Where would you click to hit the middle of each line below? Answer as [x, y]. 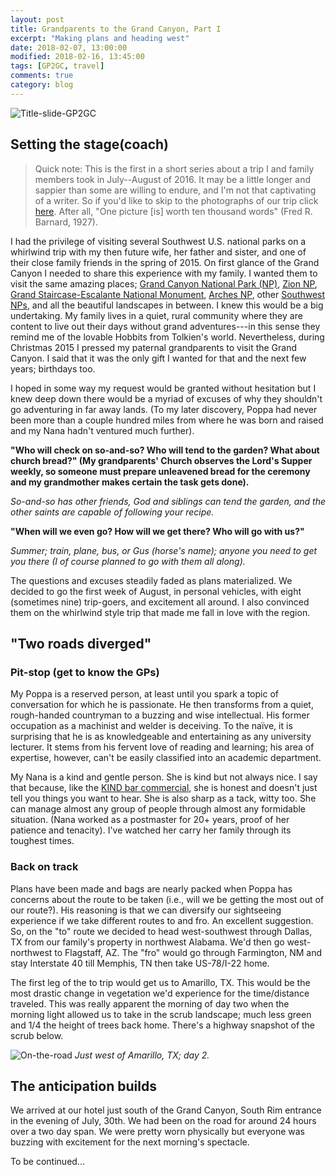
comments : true [42, 76]
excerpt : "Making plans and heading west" [100, 38]
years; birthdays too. [53, 368]
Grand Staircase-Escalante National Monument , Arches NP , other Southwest [168, 294]
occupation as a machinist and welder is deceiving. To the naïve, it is [151, 726]
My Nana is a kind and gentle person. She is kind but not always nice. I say [164, 777]
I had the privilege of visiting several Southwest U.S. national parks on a [158, 241]
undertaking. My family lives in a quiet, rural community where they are [156, 315]
